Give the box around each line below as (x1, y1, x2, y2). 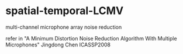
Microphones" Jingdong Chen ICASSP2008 (5, 41, 111, 48)
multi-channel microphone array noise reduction (5, 23, 122, 31)
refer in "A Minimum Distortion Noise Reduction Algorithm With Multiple (5, 35, 177, 42)
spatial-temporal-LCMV (5, 4, 124, 18)
